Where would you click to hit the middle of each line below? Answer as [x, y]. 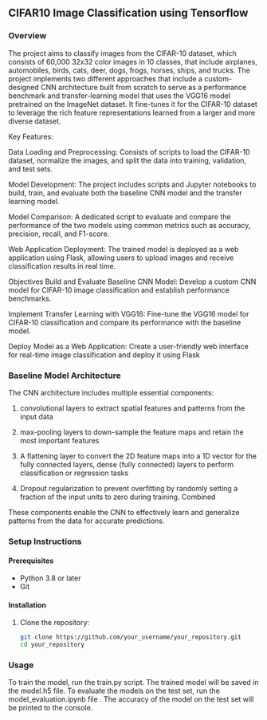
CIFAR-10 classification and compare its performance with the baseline [125, 322]
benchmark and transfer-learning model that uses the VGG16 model [120, 96]
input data [36, 416]
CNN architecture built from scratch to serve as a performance [144, 87]
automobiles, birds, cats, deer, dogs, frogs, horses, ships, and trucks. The [130, 70]
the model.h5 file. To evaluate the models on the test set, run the [114, 691]
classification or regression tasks [74, 473]
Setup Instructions [45, 541]
